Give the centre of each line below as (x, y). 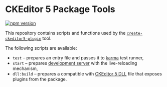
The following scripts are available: (41, 48)
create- (135, 33)
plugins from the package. (40, 79)
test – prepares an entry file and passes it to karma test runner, (78, 58)
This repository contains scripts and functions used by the (65, 33)
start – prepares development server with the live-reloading (75, 63)
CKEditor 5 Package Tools (60, 9)
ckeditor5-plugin (23, 39)
